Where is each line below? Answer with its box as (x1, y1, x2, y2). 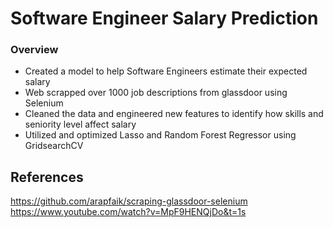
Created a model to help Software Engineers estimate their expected (24, 65, 308, 77)
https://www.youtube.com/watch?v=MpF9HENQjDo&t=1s (10, 206, 247, 218)
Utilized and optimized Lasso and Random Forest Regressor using (24, 129, 297, 141)
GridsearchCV (24, 140, 84, 152)
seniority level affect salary (24, 118, 137, 131)
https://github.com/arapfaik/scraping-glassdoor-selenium (10, 195, 248, 207)
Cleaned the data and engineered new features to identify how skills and (24, 108, 324, 120)
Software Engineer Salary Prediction (10, 7, 319, 30)
